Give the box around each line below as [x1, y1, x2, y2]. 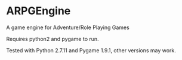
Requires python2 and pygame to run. [6, 35, 100, 42]
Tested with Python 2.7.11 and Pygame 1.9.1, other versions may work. [6, 46, 176, 54]
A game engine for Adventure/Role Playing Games [6, 24, 129, 31]
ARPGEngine [6, 4, 71, 18]
